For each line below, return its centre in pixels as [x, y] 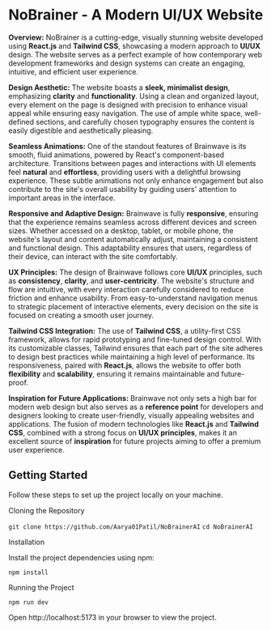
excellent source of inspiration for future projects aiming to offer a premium [135, 441]
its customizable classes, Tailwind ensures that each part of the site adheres [135, 348]
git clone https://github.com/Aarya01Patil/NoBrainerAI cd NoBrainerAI [131, 527]
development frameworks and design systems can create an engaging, [127, 63]
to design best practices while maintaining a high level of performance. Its [131, 356]
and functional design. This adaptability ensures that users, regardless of [130, 248]
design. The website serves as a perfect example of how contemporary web [135, 54]
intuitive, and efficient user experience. [74, 71]
